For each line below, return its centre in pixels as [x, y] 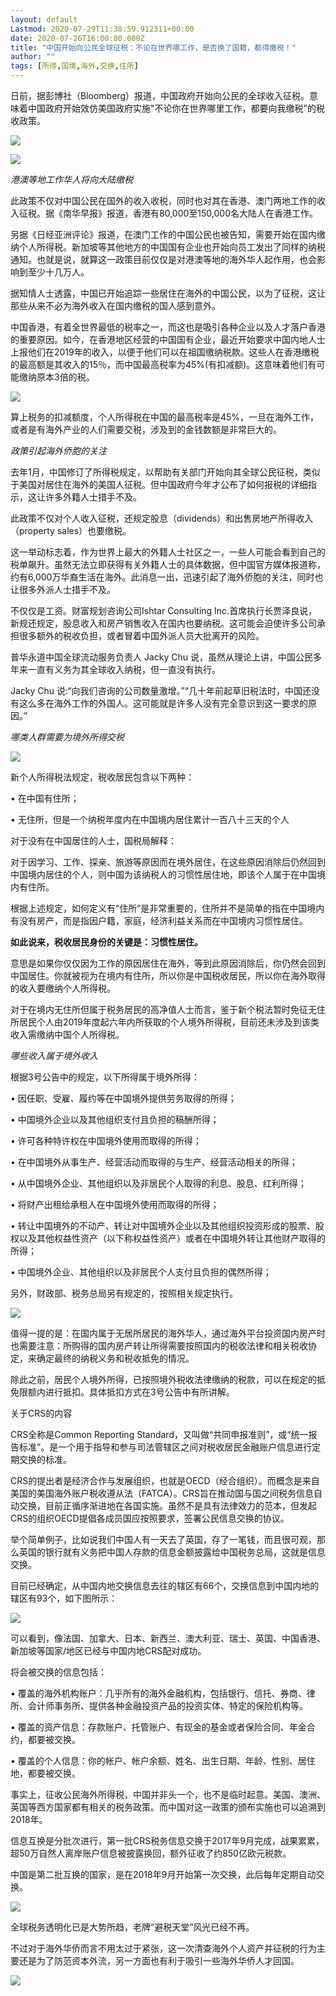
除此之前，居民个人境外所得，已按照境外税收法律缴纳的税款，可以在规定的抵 [168, 1379]
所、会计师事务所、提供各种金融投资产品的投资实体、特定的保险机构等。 [159, 1705]
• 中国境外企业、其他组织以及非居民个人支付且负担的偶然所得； [141, 1272]
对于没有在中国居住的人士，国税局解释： [93, 840]
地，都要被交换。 [45, 1773]
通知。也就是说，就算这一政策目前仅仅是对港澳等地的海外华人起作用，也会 [163, 259]
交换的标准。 [45, 1459]
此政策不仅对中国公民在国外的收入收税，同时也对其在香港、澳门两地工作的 [163, 200]
